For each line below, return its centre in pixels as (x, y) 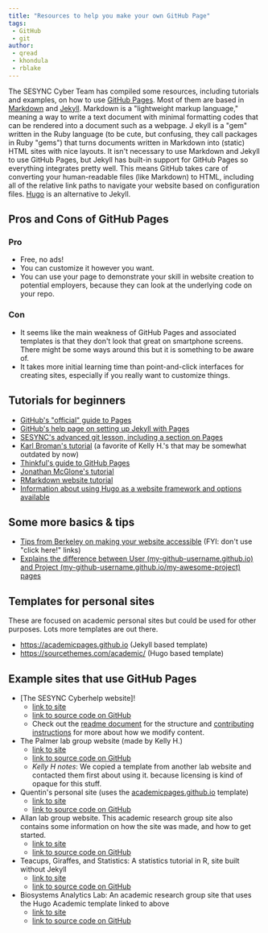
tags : (17, 23)
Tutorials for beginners (67, 401)
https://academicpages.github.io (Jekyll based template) (114, 645)
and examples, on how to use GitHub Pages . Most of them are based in (126, 100)
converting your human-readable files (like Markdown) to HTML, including (131, 176)
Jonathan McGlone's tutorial (67, 471)
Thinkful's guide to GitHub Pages (75, 462)
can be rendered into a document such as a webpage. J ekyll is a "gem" (128, 125)
